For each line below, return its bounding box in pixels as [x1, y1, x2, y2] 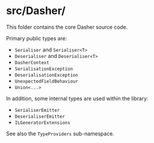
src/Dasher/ [6, 4, 66, 18]
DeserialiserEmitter [14, 113, 65, 120]
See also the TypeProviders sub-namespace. [6, 130, 115, 137]
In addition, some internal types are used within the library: [6, 95, 149, 102]
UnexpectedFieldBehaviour [14, 78, 78, 84]
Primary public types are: [6, 35, 68, 42]
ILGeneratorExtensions [14, 120, 71, 125]
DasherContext [14, 60, 49, 66]
